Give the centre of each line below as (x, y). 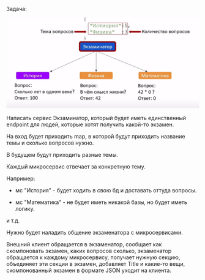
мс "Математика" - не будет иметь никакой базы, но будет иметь (101, 202)
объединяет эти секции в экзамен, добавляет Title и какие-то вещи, (96, 264)
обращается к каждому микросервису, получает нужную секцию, (93, 257)
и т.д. (13, 221)
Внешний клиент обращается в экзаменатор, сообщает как (84, 244)
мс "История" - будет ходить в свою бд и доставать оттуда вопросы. (106, 191)
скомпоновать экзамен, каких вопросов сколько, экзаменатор (89, 251)
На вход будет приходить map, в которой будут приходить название (96, 137)
